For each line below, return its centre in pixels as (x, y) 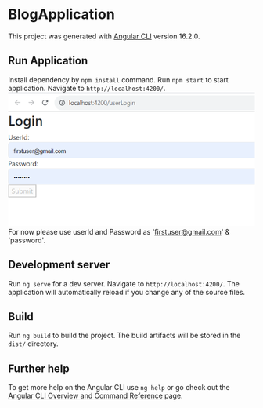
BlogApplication (61, 15)
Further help (39, 368)
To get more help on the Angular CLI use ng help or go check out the (119, 388)
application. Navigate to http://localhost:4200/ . (87, 88)
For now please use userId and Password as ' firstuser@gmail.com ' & (119, 231)
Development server (59, 265)
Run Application (48, 61)
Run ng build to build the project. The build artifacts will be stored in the (124, 336)
